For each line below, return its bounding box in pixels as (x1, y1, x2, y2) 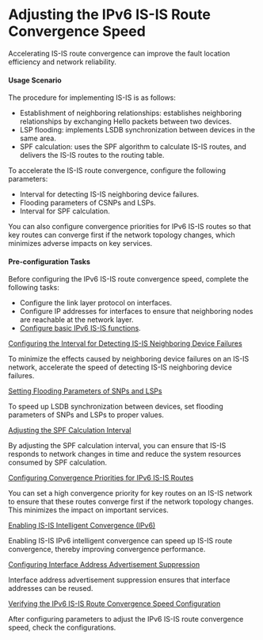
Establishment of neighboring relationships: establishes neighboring (19, 109, 242, 118)
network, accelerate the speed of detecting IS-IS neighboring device (8, 362, 232, 372)
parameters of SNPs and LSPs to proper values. (8, 410, 165, 420)
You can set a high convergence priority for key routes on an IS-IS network (8, 489, 253, 498)
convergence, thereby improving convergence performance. (8, 545, 206, 554)
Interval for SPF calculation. (19, 206, 110, 216)
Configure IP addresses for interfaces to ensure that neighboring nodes (19, 307, 253, 316)
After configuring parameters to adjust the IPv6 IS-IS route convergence (8, 615, 244, 624)
